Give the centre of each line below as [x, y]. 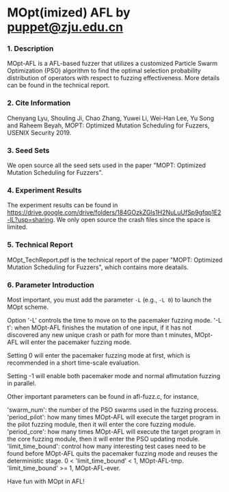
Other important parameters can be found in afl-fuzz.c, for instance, [103, 396]
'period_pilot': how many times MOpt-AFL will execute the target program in [114, 417]
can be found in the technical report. [58, 85]
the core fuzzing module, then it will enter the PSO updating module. [104, 439]
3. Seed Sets [28, 150]
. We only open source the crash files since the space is [132, 220]
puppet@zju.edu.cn [65, 27]
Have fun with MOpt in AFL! [46, 481]
